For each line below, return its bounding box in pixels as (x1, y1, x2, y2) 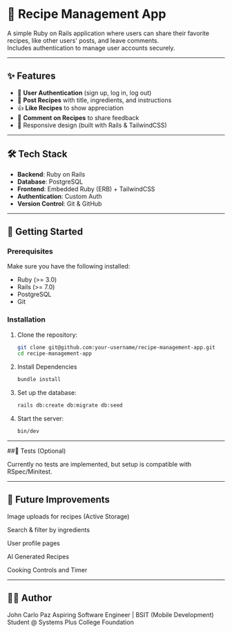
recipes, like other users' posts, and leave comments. (7, 36, 159, 44)
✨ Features (7, 70, 56, 82)
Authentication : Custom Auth (17, 192, 102, 200)
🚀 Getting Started (7, 226, 84, 237)
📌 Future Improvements (7, 494, 110, 506)
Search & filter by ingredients (7, 525, 90, 534)
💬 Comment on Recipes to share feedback (17, 113, 139, 121)
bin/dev (17, 428, 39, 435)
